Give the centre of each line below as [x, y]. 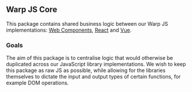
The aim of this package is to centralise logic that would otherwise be [90, 58]
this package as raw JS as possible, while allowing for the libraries [86, 70]
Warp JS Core [32, 10]
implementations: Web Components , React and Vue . [69, 30]
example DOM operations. [37, 83]
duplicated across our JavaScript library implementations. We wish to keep [96, 64]
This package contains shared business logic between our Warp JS [87, 23]
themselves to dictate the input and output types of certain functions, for [93, 77]
